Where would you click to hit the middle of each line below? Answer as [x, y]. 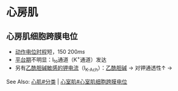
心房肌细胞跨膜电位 [42, 36]
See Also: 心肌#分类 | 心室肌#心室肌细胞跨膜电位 [67, 82]
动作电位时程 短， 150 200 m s [50, 52]
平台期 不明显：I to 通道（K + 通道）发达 [61, 60]
